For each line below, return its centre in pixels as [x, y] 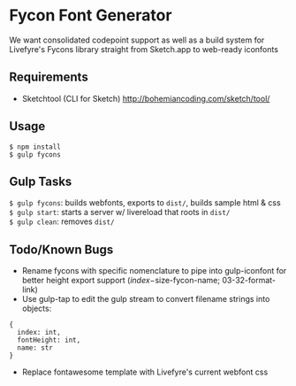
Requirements [49, 77]
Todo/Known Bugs [61, 249]
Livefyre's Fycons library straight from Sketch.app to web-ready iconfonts [144, 49]
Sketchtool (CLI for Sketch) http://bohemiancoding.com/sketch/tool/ [146, 98]
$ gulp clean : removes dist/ [62, 221]
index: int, [39, 333]
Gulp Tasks [41, 181]
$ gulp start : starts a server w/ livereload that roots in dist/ [120, 212]
